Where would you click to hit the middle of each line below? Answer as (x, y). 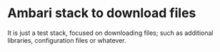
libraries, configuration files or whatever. (67, 40)
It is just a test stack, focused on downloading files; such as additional (110, 33)
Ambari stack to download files (102, 13)
